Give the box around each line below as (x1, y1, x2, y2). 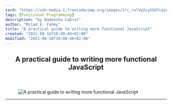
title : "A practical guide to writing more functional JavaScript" (5, 27, 153, 32)
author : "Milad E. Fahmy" (5, 22, 60, 27)
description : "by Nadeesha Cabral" (5, 17, 81, 22)
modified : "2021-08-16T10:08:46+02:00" (5, 36, 91, 41)
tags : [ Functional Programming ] (5, 12, 74, 17)
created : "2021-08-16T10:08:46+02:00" (5, 31, 88, 36)
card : (5, 7, 17, 13)
